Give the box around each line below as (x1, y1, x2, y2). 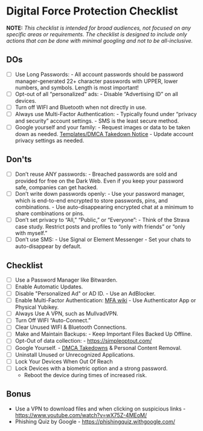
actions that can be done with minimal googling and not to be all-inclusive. (6, 37, 193, 44)
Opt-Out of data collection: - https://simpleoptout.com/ (14, 337, 152, 345)
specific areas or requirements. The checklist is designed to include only (6, 30, 187, 37)
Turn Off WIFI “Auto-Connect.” (14, 317, 91, 324)
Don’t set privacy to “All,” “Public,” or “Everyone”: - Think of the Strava (14, 216, 190, 223)
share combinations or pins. (14, 210, 85, 217)
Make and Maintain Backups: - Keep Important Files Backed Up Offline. (14, 331, 192, 338)
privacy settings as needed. (14, 137, 85, 144)
